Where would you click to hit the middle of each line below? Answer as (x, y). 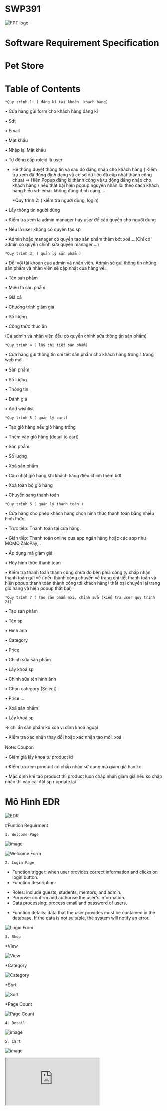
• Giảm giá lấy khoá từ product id (39, 757)
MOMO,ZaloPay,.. (23, 543)
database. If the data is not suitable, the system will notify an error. (81, 918)
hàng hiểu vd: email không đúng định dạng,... (59, 191)
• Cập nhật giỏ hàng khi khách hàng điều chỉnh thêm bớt (63, 476)
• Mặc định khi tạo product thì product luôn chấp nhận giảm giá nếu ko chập (83, 776)
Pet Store (25, 66)
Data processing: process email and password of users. (70, 903)
